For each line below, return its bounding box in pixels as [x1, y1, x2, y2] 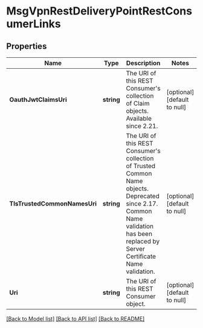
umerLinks [6, 17, 62, 31]
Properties [6, 41, 47, 51]
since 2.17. [126, 200, 158, 207]
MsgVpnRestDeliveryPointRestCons [6, 4, 192, 18]
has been [126, 230, 153, 238]
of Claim [126, 99, 150, 107]
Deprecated [126, 192, 160, 200]
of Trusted [126, 162, 156, 170]
